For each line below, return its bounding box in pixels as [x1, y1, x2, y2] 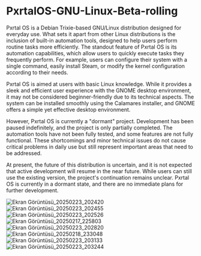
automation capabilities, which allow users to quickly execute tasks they [6, 49, 185, 56]
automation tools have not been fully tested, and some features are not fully [6, 130, 194, 138]
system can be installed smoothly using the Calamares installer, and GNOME [6, 99, 195, 106]
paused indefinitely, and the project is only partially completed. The [6, 124, 173, 131]
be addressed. [6, 149, 42, 157]
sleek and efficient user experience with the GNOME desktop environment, [6, 87, 191, 94]
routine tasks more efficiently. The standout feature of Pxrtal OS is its [6, 43, 177, 50]
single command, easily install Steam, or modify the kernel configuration [6, 62, 185, 70]
